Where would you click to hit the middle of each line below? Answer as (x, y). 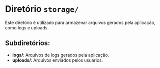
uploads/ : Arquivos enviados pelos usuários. (57, 60)
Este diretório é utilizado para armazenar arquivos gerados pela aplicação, (80, 23)
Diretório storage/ (42, 9)
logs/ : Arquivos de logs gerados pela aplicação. (61, 55)
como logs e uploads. (27, 27)
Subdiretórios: (27, 43)
